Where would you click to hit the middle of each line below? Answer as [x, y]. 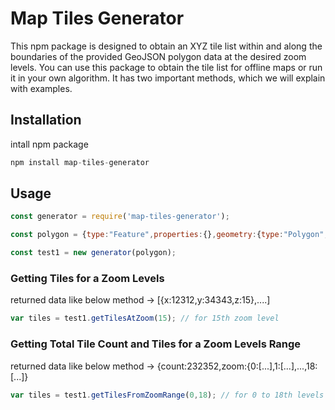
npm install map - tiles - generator [80, 162]
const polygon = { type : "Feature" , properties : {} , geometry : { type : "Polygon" [167, 235]
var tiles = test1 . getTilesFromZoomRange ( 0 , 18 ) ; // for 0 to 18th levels [167, 395]
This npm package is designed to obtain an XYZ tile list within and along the [166, 46]
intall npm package [49, 144]
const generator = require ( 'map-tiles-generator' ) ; [120, 217]
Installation [46, 120]
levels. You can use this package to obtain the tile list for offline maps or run [166, 67]
